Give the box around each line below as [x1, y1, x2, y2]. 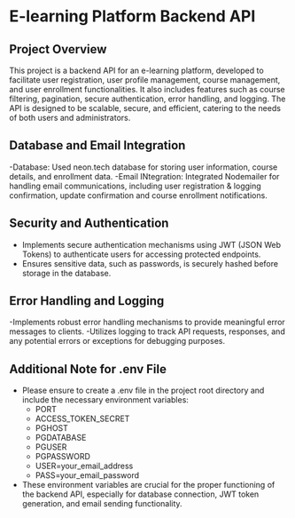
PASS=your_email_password [35, 470, 140, 481]
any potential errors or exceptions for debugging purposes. [9, 336, 226, 347]
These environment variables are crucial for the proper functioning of [21, 480, 276, 490]
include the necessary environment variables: [21, 394, 189, 405]
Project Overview [9, 42, 107, 57]
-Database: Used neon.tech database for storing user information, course [9, 162, 278, 172]
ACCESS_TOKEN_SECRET [35, 413, 130, 424]
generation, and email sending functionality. [21, 498, 183, 509]
